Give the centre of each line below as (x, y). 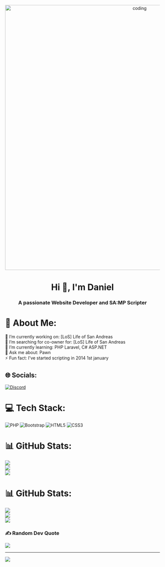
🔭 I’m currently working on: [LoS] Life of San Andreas (59, 337)
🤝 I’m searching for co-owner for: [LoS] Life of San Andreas (65, 342)
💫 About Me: (31, 323)
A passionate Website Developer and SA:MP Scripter (82, 303)
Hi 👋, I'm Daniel (82, 287)
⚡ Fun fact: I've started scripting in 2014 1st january (57, 358)
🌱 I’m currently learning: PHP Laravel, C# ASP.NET (56, 347)
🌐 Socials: (21, 375)
